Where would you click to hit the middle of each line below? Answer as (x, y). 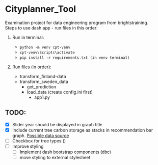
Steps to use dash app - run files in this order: (52, 27)
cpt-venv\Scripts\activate (47, 53)
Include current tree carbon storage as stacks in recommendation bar (82, 130)
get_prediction (41, 86)
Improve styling (28, 146)
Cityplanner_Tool (40, 9)
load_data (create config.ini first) (60, 92)
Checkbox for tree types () (39, 140)
